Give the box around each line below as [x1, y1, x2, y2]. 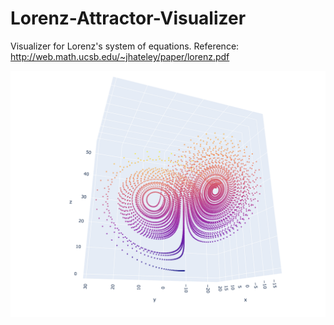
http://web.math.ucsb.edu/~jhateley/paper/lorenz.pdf [10, 50, 230, 62]
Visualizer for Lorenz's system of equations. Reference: [10, 40, 240, 52]
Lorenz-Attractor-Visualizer [10, 7, 247, 30]
